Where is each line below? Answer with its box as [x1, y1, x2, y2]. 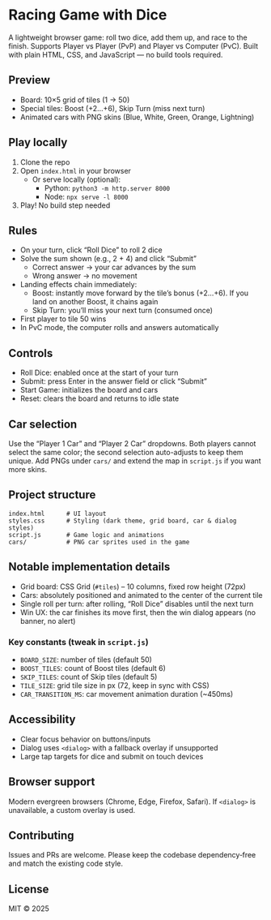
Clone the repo [19, 157, 70, 167]
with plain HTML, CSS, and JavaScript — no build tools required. [8, 49, 223, 59]
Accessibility [8, 712, 76, 727]
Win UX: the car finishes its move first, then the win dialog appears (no [19, 607, 256, 617]
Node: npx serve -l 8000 [44, 191, 129, 201]
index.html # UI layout [8, 509, 107, 518]
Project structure [8, 488, 96, 502]
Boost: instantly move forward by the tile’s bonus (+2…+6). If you [32, 288, 249, 298]
